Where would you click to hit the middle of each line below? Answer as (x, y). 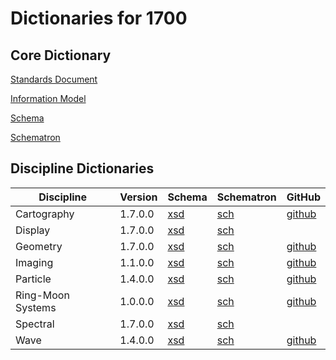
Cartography (45, 214)
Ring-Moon (42, 295)
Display (33, 230)
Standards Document (54, 79)
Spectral (35, 324)
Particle (33, 279)
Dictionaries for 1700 (99, 18)
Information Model (48, 98)
